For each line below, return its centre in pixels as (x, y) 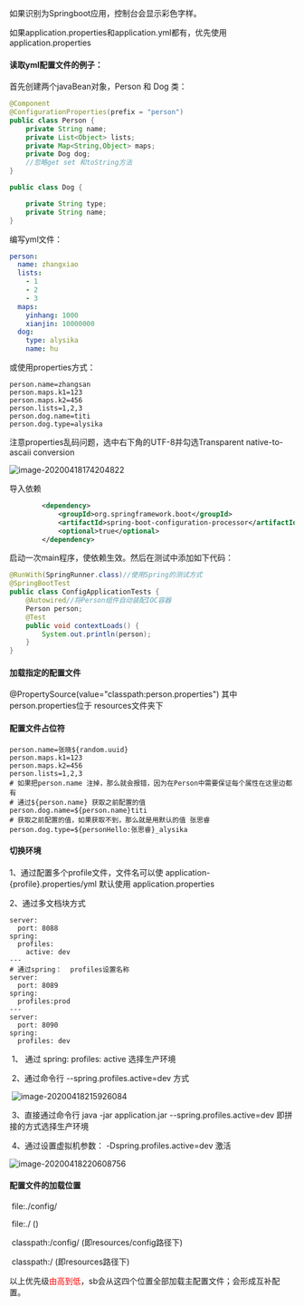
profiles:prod (44, 1001)
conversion (54, 452)
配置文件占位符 (37, 728)
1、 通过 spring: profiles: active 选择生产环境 (94, 1059)
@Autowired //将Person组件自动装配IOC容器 (99, 601)
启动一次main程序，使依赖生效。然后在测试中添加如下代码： (121, 558)
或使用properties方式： (52, 368)
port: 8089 (38, 985)
